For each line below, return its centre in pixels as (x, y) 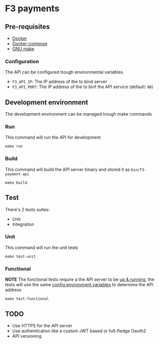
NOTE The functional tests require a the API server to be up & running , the (80, 279)
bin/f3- (139, 170)
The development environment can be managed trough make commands (79, 114)
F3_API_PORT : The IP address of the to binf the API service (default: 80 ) (83, 87)
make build (16, 183)
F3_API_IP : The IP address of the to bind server (60, 82)
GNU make (23, 49)
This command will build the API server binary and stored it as (68, 169)
